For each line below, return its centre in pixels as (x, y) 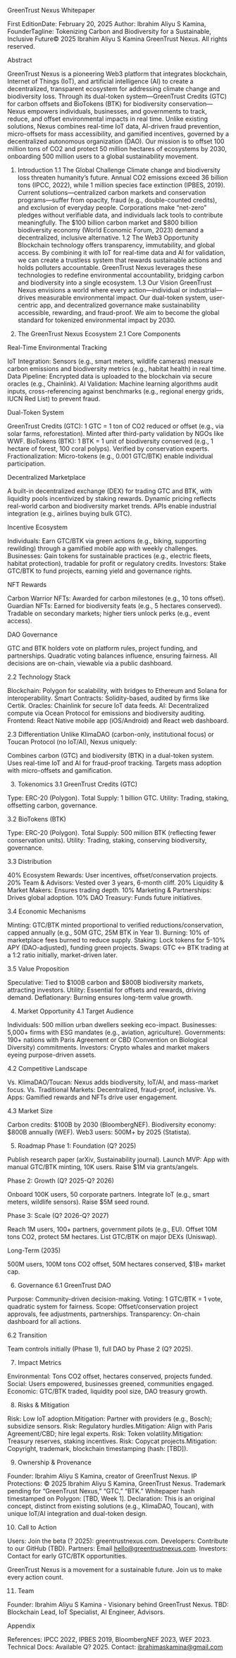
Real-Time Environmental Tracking (57, 348)
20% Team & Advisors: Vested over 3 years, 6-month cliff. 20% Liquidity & (116, 883)
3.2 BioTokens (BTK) (37, 819)
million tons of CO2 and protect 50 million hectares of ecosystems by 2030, (117, 149)
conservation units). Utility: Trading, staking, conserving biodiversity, (107, 840)
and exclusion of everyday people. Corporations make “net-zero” (112, 207)
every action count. (35, 1577)
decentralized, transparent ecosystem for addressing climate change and (114, 89)
